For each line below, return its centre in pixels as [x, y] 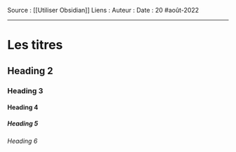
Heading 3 [25, 90]
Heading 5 [23, 123]
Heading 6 [22, 141]
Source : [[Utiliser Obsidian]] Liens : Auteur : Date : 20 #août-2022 [103, 10]
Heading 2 [31, 70]
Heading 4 [23, 107]
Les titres [35, 45]
